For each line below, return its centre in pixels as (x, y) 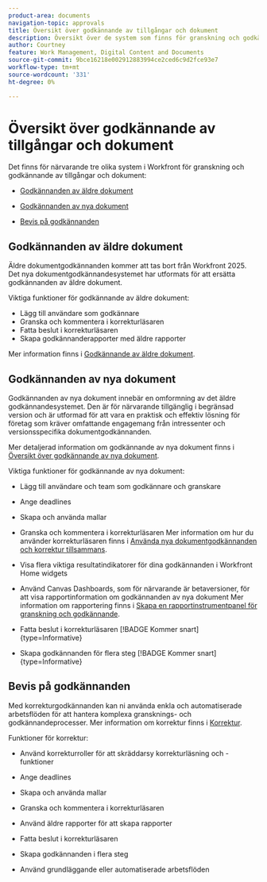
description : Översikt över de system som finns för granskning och (124, 38)
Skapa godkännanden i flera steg (74, 853)
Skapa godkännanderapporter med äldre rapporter (103, 339)
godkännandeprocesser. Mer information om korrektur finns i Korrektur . (125, 722)
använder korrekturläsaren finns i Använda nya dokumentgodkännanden (138, 541)
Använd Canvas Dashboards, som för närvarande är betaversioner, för (135, 589)
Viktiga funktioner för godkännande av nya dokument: (97, 471)
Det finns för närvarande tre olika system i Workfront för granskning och (126, 167)
